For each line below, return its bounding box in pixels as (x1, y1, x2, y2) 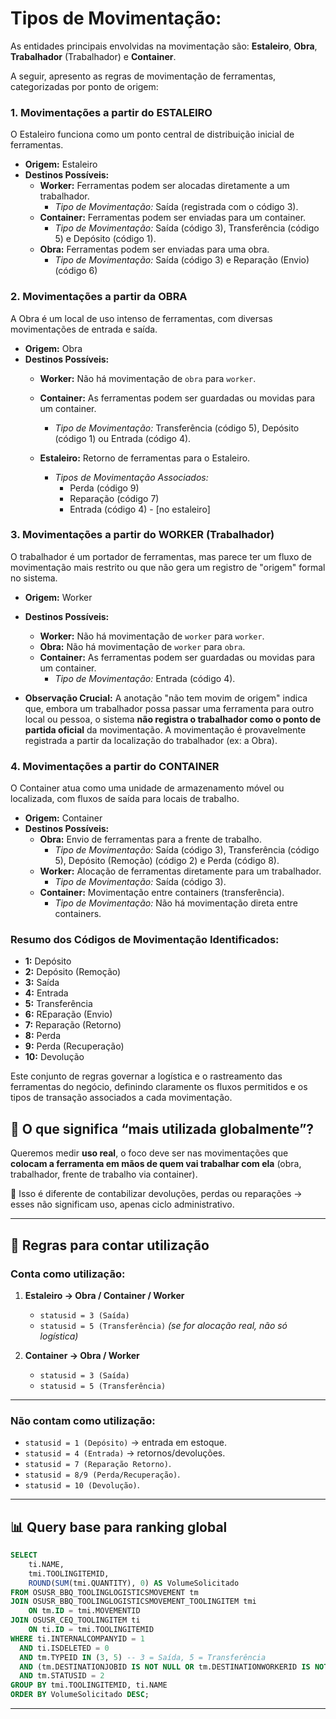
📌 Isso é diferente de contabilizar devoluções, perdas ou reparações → (10, 1188, 303, 1200)
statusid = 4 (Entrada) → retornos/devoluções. (24, 1447, 226, 1459)
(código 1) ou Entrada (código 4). (54, 432, 192, 444)
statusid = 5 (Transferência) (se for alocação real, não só (39, 1319, 288, 1331)
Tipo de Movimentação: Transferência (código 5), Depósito (54, 422, 300, 434)
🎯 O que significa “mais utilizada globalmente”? (10, 1120, 315, 1137)
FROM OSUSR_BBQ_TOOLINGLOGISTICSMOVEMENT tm (10, 1587, 199, 1597)
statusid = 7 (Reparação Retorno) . (24, 1458, 172, 1470)
